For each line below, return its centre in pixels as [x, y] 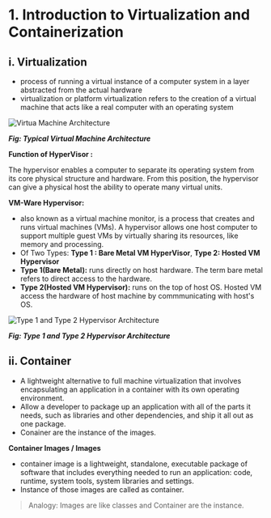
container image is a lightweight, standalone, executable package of [134, 464]
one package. [43, 423]
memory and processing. [62, 244]
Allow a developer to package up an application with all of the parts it [135, 406]
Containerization [66, 32]
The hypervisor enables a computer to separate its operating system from [131, 170]
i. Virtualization [48, 62]
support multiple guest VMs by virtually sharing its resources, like [129, 236]
